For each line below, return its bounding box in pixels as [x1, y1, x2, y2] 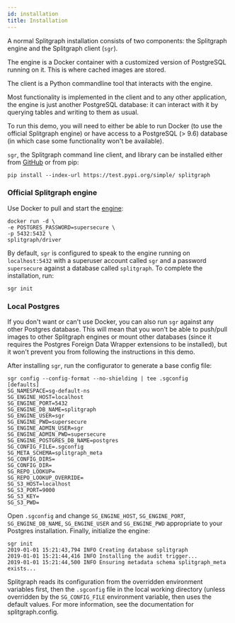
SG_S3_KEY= [7, 493, 40, 500]
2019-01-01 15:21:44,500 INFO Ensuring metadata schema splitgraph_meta [7, 559, 227, 566]
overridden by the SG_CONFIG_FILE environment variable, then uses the [7, 593, 212, 601]
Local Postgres [7, 301, 60, 311]
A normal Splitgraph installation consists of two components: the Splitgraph [7, 36, 228, 45]
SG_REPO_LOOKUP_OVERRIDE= [7, 474, 84, 482]
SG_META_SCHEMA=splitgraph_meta [7, 449, 103, 457]
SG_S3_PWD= [7, 499, 40, 507]
